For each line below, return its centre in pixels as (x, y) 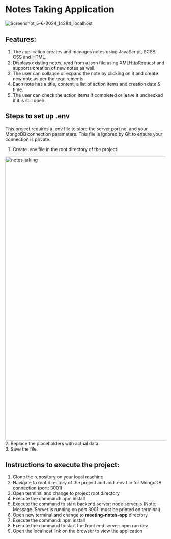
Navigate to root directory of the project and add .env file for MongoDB (87, 483)
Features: (21, 39)
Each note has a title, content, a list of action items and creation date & (87, 84)
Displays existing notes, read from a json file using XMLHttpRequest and (88, 63)
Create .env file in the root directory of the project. (65, 149)
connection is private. (28, 139)
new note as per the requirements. (49, 79)
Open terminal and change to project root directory (66, 493)
